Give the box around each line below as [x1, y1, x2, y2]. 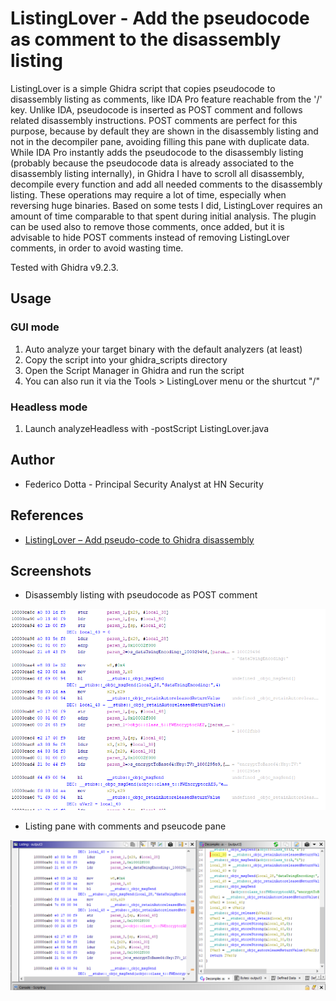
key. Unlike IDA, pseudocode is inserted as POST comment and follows [10, 103, 303, 116]
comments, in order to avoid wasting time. [10, 242, 184, 254]
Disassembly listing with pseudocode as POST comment [24, 589, 258, 601]
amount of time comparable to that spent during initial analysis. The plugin [10, 210, 317, 222]
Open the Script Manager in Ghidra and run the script [24, 364, 245, 376]
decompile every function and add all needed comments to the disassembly [10, 178, 323, 190]
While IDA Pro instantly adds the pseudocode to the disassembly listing [10, 146, 304, 158]
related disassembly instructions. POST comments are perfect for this [10, 114, 298, 126]
